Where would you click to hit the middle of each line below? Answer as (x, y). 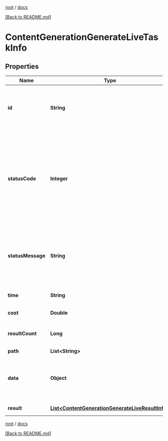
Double (59, 313)
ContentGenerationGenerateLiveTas (82, 37)
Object (58, 378)
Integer (59, 179)
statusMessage (27, 256)
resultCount (22, 333)
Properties (22, 66)
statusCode (22, 179)
